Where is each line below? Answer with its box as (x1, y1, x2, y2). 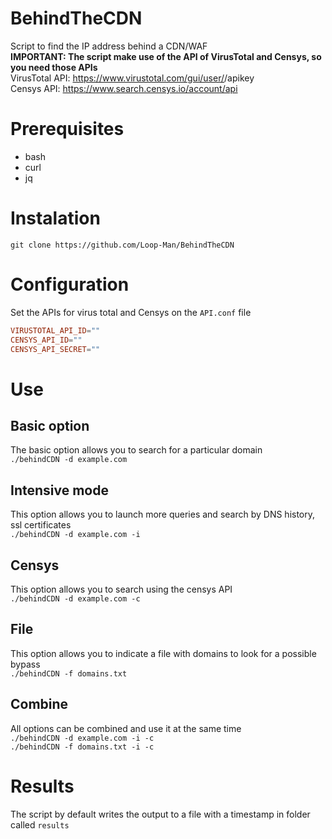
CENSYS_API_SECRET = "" (10, 344, 101, 354)
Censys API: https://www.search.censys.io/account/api (10, 82, 238, 94)
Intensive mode (10, 482, 109, 499)
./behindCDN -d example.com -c (10, 594, 141, 604)
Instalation (10, 207, 101, 230)
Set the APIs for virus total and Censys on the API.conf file (10, 306, 252, 318)
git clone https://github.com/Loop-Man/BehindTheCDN (10, 240, 235, 250)
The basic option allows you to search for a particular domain (10, 444, 263, 456)
